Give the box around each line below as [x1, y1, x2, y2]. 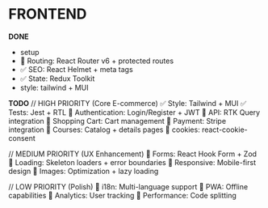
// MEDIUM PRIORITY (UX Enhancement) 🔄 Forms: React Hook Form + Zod [8, 149, 257, 159]
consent [8, 133, 36, 142]
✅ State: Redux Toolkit [19, 74, 95, 83]
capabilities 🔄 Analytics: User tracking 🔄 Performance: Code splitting [8, 190, 237, 200]
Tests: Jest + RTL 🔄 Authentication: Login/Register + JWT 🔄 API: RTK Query [8, 107, 261, 117]
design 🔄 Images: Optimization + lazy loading [8, 166, 159, 176]
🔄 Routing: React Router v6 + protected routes [19, 56, 174, 66]
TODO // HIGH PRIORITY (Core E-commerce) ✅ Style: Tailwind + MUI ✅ [8, 98, 247, 108]
